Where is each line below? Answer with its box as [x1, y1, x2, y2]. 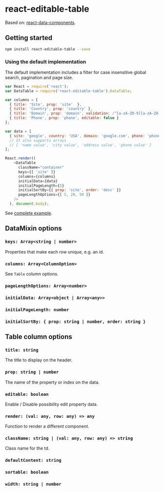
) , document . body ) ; [9, 201, 49, 206]
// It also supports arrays [9, 138, 67, 143]
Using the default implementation [5, 58, 86, 65]
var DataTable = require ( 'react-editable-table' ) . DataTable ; [5, 88, 132, 93]
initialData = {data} [18, 178, 58, 184]
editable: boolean [5, 391, 49, 397]
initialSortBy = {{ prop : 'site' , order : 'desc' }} [18, 188, 121, 193]
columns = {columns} [18, 174, 56, 179]
